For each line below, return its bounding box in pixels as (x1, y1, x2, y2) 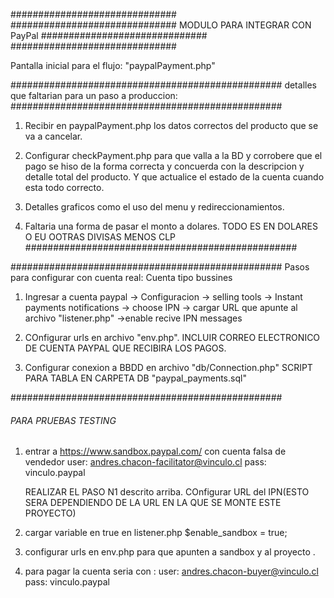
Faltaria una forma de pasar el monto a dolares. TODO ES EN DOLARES (24, 220, 318, 232)
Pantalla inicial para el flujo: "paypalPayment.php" (10, 60, 216, 71)
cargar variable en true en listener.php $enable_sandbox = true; (24, 527, 288, 539)
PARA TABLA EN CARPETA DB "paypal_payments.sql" (24, 372, 247, 384)
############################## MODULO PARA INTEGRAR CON (10, 19, 312, 31)
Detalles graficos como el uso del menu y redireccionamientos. (24, 201, 285, 213)
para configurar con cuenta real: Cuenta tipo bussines (10, 272, 233, 283)
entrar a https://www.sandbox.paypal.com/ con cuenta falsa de (24, 445, 287, 458)
